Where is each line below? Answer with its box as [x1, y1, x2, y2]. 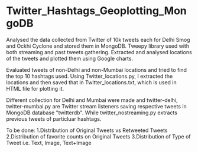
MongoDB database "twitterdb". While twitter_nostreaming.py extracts [6, 109, 177, 116]
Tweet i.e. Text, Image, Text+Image [6, 139, 92, 146]
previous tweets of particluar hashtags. [6, 115, 102, 122]
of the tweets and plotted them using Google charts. [6, 55, 134, 62]
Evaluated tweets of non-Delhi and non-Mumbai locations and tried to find [6, 66, 187, 73]
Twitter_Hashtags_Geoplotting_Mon [6, 4, 187, 18]
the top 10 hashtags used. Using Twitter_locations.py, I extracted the [6, 72, 173, 80]
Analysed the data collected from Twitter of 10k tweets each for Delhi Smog [6, 36, 190, 43]
